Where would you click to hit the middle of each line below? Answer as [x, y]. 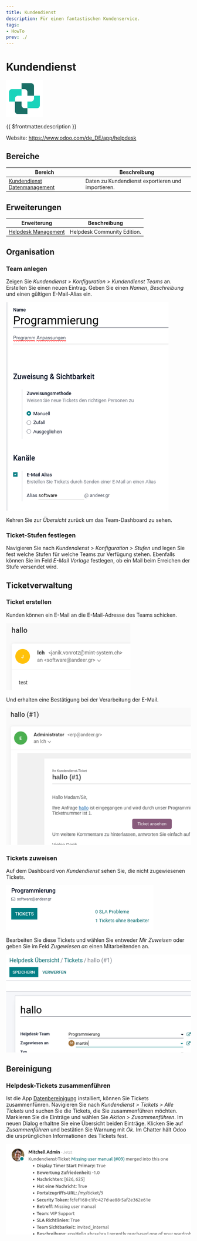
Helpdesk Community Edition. [106, 231]
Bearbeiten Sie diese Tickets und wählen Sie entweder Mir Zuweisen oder [95, 940]
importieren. [100, 187]
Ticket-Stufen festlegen [41, 535]
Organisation [30, 252]
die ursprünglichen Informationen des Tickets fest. [67, 1136]
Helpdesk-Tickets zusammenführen [58, 1086]
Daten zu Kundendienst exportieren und [133, 181]
